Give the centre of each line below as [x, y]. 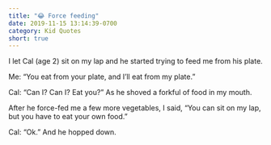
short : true [28, 38]
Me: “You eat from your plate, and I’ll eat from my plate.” [102, 77]
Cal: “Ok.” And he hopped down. [63, 132]
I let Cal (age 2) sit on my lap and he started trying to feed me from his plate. [135, 61]
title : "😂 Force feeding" [54, 16]
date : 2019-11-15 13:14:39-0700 [63, 23]
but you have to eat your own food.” [68, 117]
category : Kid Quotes [45, 31]
